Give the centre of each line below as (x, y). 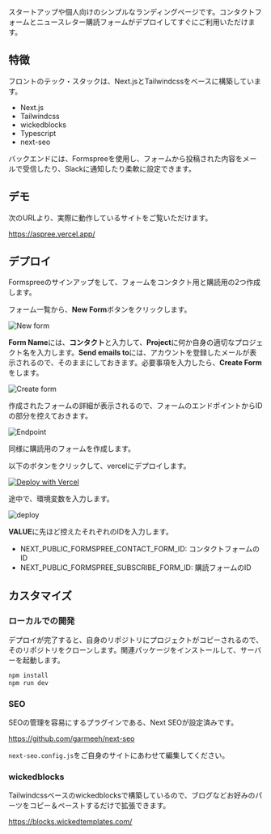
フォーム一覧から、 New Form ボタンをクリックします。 (100, 309)
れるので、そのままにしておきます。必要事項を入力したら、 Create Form (142, 363)
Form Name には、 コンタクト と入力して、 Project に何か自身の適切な (122, 343)
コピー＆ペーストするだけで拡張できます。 (100, 806)
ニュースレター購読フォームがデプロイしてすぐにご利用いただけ (142, 22)
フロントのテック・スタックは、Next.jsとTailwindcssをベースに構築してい (131, 81)
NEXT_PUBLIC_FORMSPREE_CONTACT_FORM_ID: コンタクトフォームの (140, 549)
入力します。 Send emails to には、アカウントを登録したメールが (143, 353)
